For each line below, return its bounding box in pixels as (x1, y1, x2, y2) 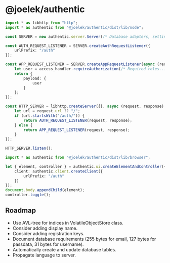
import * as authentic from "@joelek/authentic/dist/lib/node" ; (5, 25, 144, 30)
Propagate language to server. (12, 252, 76, 258)
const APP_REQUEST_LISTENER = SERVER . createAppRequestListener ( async (5, 62, 155, 67)
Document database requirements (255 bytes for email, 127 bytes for (12, 236, 156, 242)
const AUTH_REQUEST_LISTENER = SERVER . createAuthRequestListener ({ (5, 43, 151, 49)
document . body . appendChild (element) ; (5, 188, 85, 193)
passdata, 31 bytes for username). (12, 241, 84, 247)
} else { (14, 122, 33, 127)
